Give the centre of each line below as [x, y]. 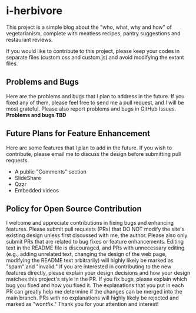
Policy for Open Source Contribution [74, 209]
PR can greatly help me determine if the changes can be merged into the [94, 292]
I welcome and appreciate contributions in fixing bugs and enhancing [90, 223]
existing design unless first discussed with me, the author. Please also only [97, 235]
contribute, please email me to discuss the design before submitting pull [94, 154]
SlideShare [28, 178]
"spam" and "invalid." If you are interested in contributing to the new [89, 267]
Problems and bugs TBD [36, 115]
